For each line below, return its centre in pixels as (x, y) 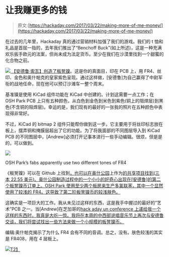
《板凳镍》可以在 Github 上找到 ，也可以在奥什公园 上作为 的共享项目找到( (80, 173)
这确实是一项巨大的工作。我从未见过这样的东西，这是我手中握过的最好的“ (81, 202)
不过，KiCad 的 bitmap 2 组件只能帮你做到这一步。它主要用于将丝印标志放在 (84, 124)
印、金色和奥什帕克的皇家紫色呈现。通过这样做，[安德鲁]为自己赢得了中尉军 (84, 77)
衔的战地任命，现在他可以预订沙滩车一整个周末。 (56, 83)
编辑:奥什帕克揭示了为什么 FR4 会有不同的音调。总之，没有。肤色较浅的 (80, 232)
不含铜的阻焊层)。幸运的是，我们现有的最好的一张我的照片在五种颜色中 (85, 107)
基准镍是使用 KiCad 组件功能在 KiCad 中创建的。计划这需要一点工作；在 (80, 94)
